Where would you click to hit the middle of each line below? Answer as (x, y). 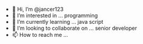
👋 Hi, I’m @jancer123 (38, 9)
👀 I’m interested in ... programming (55, 15)
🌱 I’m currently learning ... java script (58, 22)
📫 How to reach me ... (40, 35)
